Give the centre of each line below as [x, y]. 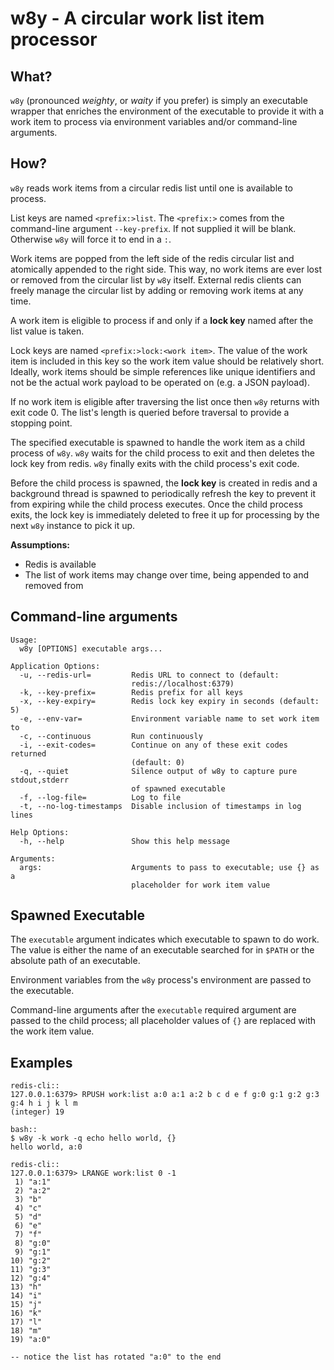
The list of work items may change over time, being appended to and [167, 574]
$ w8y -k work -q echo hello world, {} [93, 1138]
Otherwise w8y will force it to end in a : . [91, 239]
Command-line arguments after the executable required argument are [153, 1010]
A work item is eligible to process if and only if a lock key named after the [162, 320]
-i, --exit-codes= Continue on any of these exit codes [153, 745]
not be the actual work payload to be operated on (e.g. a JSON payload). [160, 382]
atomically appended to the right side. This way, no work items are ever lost [166, 269]
